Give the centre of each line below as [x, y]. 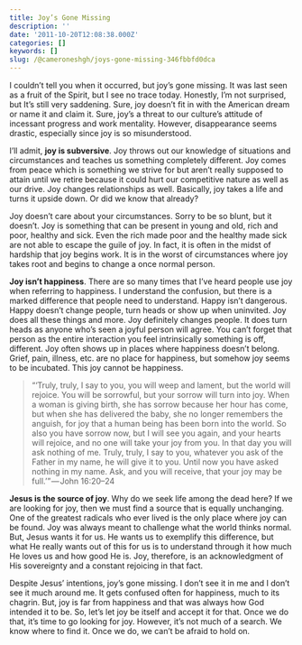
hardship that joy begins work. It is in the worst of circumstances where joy [149, 254]
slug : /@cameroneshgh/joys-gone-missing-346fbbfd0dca [113, 60]
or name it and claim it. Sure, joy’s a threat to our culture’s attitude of [136, 114]
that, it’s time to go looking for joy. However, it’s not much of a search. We [146, 622]
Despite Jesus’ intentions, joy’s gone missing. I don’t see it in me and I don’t [150, 583]
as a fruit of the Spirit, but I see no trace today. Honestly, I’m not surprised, [148, 95]
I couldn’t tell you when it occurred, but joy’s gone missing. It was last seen [149, 85]
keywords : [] [34, 51]
